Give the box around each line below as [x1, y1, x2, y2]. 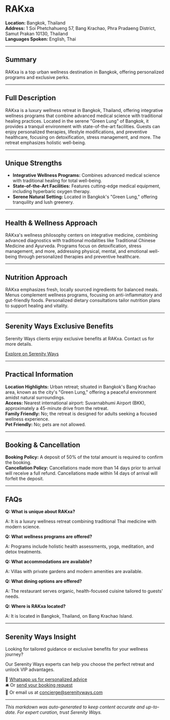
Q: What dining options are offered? [5, 578, 82, 584]
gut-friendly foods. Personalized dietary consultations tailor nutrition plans [5, 297, 160, 303]
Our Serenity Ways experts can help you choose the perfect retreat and [5, 661, 154, 667]
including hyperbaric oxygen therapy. [12, 188, 91, 195]
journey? [5, 652, 24, 658]
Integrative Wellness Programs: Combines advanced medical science [12, 172, 160, 178]
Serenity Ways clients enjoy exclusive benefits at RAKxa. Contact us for [5, 335, 154, 342]
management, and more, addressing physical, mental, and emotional [5, 248, 148, 254]
